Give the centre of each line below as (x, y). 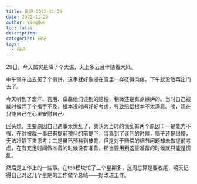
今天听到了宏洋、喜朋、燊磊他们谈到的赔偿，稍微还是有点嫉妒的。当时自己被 (98, 99)
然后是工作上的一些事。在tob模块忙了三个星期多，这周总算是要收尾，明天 (95, 168)
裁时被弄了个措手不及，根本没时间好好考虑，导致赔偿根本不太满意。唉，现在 (98, 106)
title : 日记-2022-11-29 (34, 11)
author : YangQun (26, 22)
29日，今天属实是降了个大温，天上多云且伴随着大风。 (71, 67)
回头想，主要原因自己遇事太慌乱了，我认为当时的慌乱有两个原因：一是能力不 (98, 126)
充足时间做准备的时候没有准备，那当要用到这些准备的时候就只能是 (106, 148)
